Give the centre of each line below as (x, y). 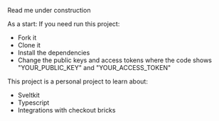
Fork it (27, 38)
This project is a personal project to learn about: (78, 81)
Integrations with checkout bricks (66, 110)
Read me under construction (49, 10)
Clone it (29, 45)
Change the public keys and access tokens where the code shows (114, 60)
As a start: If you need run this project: (64, 24)
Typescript (33, 103)
